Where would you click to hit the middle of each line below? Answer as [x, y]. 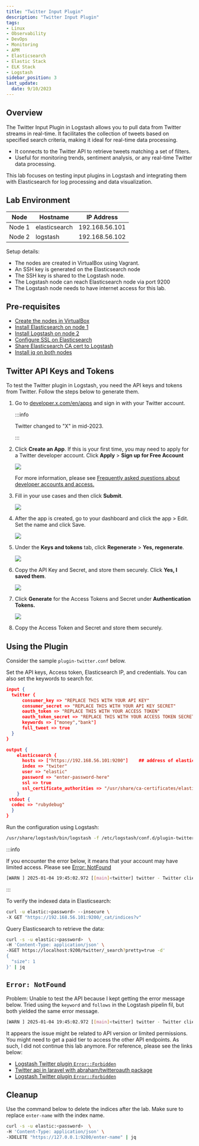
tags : [13, 23]
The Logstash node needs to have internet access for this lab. [90, 288]
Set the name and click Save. [50, 525]
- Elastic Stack [26, 61]
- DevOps [17, 39]
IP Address [102, 217]
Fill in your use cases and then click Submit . [69, 496]
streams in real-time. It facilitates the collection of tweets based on [88, 133]
